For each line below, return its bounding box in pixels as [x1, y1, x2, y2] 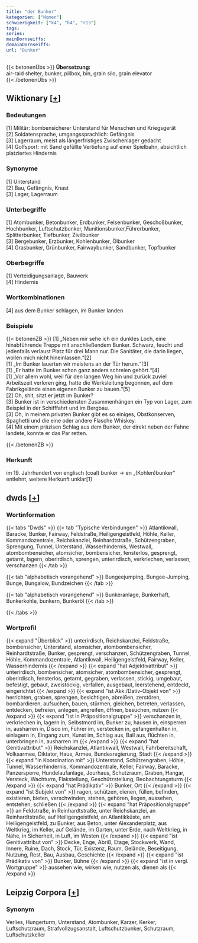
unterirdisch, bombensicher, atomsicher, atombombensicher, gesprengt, [6, 669, 182, 676]
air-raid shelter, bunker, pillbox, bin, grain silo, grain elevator [6, 69, 152, 77]
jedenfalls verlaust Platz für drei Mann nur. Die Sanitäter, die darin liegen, [6, 347, 184, 354]
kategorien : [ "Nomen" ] [6, 14, 62, 20]
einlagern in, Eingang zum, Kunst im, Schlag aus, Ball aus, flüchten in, [6, 731, 176, 739]
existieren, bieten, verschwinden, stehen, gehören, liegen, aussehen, [6, 795, 174, 802]
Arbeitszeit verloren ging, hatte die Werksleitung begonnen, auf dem [6, 379, 173, 386]
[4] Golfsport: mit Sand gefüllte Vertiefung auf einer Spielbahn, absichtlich [6, 143, 187, 151]
